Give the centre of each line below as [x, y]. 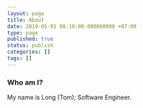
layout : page [26, 13]
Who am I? [25, 82]
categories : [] [29, 52]
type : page [23, 33]
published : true [30, 39]
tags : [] [20, 58]
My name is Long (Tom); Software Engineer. [69, 98]
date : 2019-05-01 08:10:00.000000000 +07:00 [72, 26]
